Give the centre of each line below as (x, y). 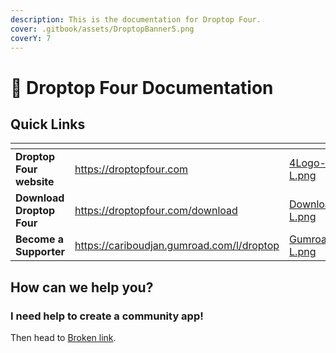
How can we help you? (82, 287)
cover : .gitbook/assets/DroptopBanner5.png (102, 29)
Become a (40, 239)
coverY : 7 (31, 38)
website (35, 182)
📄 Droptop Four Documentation (142, 87)
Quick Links (48, 124)
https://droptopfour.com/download (156, 211)
